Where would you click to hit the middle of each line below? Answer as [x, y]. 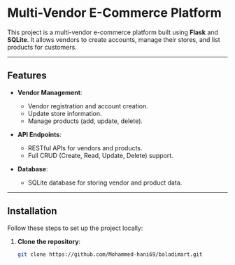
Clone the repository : [49, 241]
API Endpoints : [39, 134]
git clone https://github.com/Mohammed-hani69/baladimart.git [110, 254]
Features [27, 76]
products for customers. [42, 47]
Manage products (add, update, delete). [85, 121]
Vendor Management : [50, 92]
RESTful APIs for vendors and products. [85, 148]
